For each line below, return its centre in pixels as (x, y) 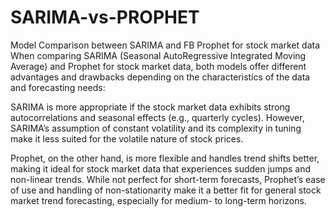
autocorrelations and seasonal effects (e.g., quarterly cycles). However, (157, 117)
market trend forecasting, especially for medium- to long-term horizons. (158, 200)
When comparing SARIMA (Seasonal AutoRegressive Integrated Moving (158, 55)
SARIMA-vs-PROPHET (105, 17)
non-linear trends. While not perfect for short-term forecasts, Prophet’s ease (168, 179)
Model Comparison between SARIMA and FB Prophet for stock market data (165, 45)
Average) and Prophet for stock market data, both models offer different (158, 66)
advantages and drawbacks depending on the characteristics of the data (160, 77)
